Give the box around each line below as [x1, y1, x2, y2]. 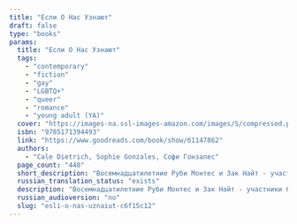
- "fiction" [25, 71, 69, 79]
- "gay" [25, 78, 53, 87]
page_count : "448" [17, 161, 86, 169]
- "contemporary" [25, 63, 89, 71]
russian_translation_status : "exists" [17, 177, 161, 186]
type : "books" [9, 29, 62, 38]
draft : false [9, 21, 57, 30]
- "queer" [25, 94, 62, 104]
